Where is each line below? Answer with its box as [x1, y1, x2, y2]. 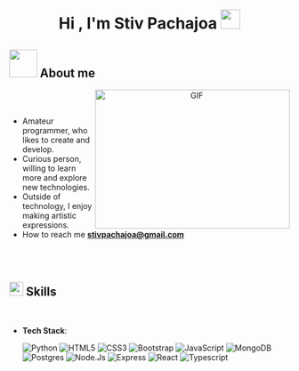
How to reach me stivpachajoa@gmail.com [21, 230, 185, 239]
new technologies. [21, 182, 91, 192]
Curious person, [21, 154, 82, 164]
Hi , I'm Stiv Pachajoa [58, 13, 218, 34]
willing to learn [21, 163, 77, 173]
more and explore [21, 173, 87, 182]
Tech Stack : [21, 325, 68, 335]
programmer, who [21, 125, 88, 135]
